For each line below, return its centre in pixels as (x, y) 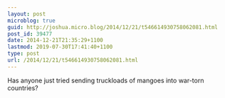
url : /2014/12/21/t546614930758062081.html (73, 60)
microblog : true (31, 21)
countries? (23, 88)
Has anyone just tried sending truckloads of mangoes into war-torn (106, 80)
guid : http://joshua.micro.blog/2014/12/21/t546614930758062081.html (113, 27)
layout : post (27, 14)
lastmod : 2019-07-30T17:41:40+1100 (60, 47)
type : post (23, 54)
